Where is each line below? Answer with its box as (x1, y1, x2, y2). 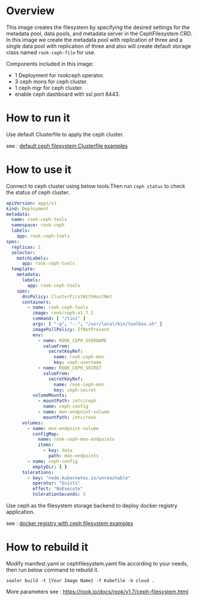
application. (6, 508, 35, 515)
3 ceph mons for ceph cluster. (14, 78, 88, 85)
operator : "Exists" (32, 480, 81, 486)
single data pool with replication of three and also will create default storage (6, 43, 191, 50)
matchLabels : (17, 255, 49, 261)
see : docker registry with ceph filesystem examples (6, 520, 134, 527)
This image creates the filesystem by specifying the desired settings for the (6, 24, 190, 31)
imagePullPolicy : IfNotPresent (32, 326, 110, 332)
